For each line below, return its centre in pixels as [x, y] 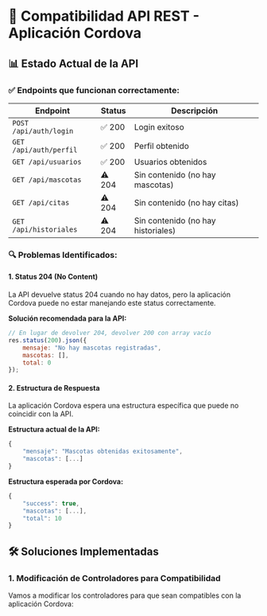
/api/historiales [45, 229]
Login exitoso [159, 127]
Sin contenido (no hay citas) [187, 202]
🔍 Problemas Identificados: [63, 255]
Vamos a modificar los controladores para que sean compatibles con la [125, 595]
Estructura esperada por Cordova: [66, 481]
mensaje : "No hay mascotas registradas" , [92, 348]
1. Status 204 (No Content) [53, 277]
